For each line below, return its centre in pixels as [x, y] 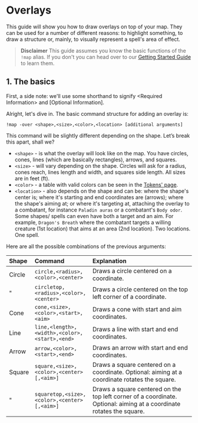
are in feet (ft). [32, 178]
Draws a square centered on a [134, 365]
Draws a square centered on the [137, 389]
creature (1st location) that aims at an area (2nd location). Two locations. [103, 229]
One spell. [27, 235]
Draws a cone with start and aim [137, 309]
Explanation [109, 261]
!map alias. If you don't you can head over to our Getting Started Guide [106, 57]
